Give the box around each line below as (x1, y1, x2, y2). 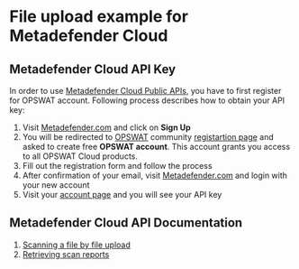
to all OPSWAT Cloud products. (22, 151, 138, 162)
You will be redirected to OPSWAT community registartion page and (22, 132, 275, 142)
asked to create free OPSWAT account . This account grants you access (22, 142, 291, 152)
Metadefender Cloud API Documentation (9, 215, 243, 231)
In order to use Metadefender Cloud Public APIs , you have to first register (9, 86, 282, 96)
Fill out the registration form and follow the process (22, 161, 213, 171)
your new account (22, 180, 90, 190)
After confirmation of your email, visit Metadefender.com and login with (22, 170, 288, 181)
